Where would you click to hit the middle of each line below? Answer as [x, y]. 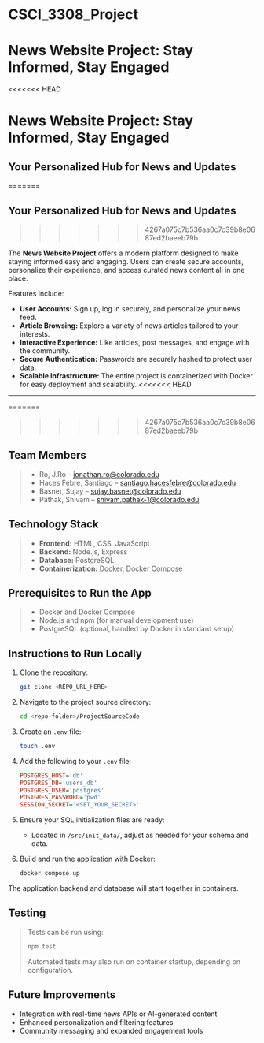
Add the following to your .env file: [75, 761]
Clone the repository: [54, 672]
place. [18, 278]
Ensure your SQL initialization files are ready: [92, 820]
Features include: [36, 293]
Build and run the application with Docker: [87, 859]
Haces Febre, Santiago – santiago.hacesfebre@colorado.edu [137, 482]
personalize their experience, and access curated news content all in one [126, 270]
